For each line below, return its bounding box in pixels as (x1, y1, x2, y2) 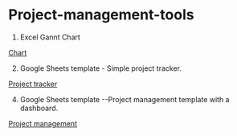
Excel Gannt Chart (19, 32, 80, 42)
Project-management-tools (8, 6, 194, 24)
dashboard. (19, 103, 59, 113)
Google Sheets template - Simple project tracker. (19, 63, 182, 73)
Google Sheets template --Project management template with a (19, 94, 230, 104)
